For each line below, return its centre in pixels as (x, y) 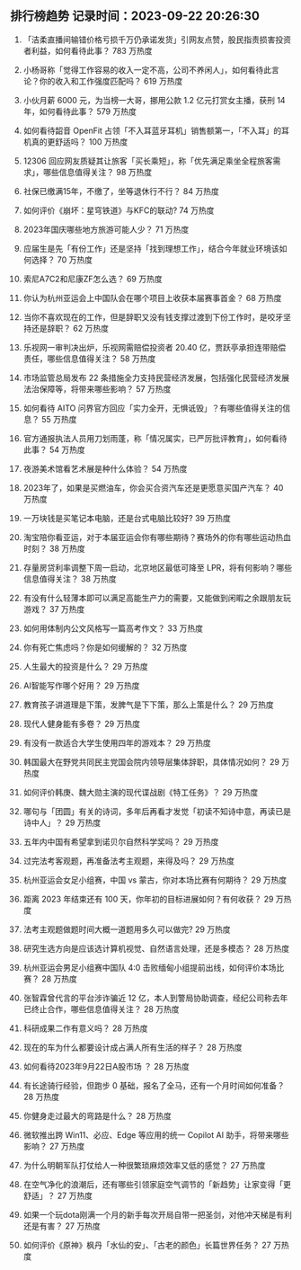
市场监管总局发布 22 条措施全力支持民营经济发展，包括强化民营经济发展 (156, 377)
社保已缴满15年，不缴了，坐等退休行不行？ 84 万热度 (121, 191)
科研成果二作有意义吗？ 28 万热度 (85, 1028)
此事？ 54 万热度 (54, 449)
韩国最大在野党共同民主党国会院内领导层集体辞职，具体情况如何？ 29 (151, 761)
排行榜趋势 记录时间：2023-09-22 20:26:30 (135, 16)
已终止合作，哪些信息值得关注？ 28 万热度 (101, 1008)
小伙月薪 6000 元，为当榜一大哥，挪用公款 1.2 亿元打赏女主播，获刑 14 (154, 100)
